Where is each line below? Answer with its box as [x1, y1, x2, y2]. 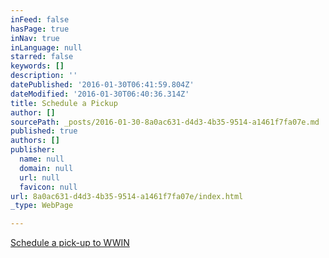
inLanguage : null [10, 42, 83, 53]
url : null [19, 172, 60, 183]
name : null [19, 154, 65, 164]
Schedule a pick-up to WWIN [10, 237, 130, 249]
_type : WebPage [10, 201, 74, 211]
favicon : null [19, 182, 78, 192]
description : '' [10, 71, 78, 81]
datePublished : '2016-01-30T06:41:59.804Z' [10, 80, 195, 90]
